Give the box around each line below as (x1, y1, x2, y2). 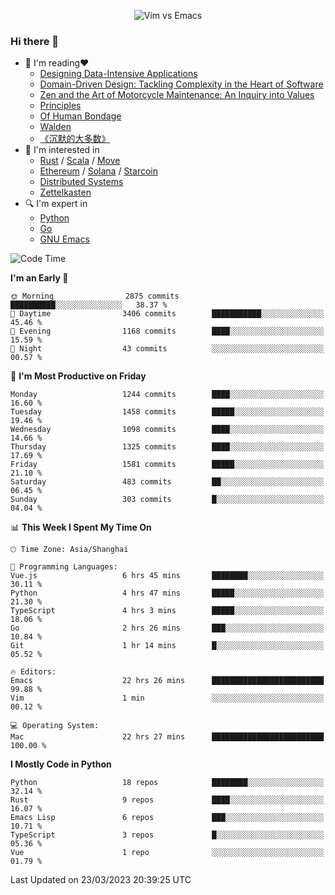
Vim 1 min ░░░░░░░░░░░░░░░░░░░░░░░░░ (10, 693, 325, 704)
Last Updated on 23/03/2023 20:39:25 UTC (10, 874, 192, 886)
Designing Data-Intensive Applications (39, 68, 198, 80)
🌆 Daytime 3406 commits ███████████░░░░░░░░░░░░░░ (10, 309, 325, 319)
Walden (39, 121, 72, 133)
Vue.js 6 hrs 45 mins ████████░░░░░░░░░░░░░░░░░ (10, 571, 325, 581)
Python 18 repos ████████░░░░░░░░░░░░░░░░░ (10, 778, 325, 788)
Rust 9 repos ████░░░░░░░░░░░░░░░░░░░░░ (10, 795, 325, 805)
